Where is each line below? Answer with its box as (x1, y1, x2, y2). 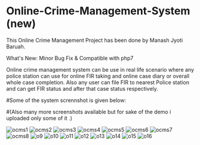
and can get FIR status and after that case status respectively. (6, 85, 158, 92)
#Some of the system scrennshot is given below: (6, 97, 127, 104)
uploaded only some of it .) (6, 115, 73, 122)
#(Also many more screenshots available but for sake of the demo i (6, 108, 171, 115)
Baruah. (6, 43, 26, 50)
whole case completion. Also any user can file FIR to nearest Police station (6, 79, 190, 86)
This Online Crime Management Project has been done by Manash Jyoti (6, 36, 183, 44)
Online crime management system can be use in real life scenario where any (6, 66, 195, 73)
